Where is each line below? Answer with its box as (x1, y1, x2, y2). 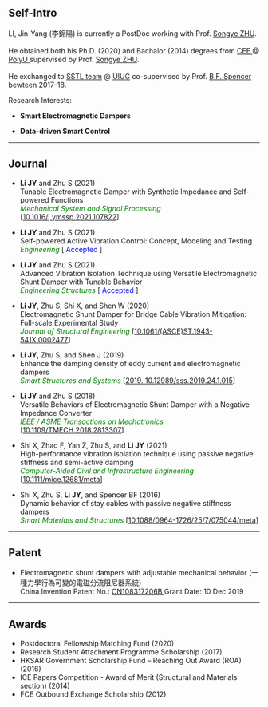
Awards (8, 618, 48, 631)
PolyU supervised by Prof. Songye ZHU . (8, 54, 140, 64)
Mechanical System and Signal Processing (19, 203, 161, 213)
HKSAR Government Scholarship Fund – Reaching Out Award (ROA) (19, 656, 242, 666)
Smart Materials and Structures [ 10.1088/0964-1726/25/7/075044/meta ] (19, 515, 259, 525)
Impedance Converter (19, 408, 93, 417)
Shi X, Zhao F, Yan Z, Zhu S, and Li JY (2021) (19, 440, 167, 450)
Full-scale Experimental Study (19, 318, 119, 327)
